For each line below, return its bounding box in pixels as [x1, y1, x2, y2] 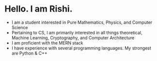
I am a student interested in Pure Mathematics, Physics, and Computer [11, 19, 153, 25]
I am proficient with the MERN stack [11, 40, 83, 46]
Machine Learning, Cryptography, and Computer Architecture [11, 35, 135, 41]
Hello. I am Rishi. [4, 3, 73, 15]
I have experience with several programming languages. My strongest [11, 45, 151, 51]
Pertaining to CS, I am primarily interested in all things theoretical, [11, 30, 142, 35]
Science [11, 24, 28, 30]
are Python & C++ [11, 50, 47, 56]
